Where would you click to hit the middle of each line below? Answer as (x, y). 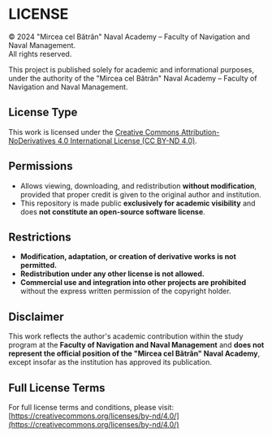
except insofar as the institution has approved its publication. (110, 362)
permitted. (39, 266)
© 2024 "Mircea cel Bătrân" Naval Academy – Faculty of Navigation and (129, 37)
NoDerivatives (32, 141)
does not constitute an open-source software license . (112, 211)
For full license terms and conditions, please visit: (91, 407)
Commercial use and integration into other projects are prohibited (133, 283)
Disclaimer (36, 316)
